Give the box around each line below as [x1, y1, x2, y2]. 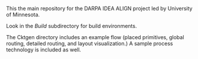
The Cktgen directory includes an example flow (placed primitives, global [6, 34, 184, 40]
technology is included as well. [6, 46, 82, 53]
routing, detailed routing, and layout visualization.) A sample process [6, 40, 173, 47]
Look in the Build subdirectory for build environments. [6, 23, 137, 29]
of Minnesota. [6, 11, 40, 18]
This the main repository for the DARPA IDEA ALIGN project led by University [6, 5, 193, 12]
